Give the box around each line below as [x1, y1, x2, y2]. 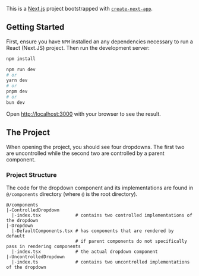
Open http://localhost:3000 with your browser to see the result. [6, 110, 162, 118]
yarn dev [6, 77, 28, 84]
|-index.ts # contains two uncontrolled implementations [11, 259, 190, 265]
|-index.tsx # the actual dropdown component [11, 249, 159, 255]
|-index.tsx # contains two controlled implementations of [11, 212, 193, 218]
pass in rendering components [6, 243, 81, 249]
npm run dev [6, 66, 36, 72]
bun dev [6, 99, 26, 106]
